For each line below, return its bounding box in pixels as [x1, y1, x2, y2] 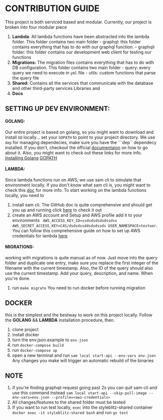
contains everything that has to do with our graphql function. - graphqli [12, 44, 155, 50]
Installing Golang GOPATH [5, 155, 57, 161]
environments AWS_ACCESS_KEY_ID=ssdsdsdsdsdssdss [12, 217, 118, 223]
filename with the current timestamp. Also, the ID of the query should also [5, 265, 153, 271]
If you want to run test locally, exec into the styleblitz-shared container [12, 404, 153, 410]
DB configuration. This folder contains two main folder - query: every [12, 64, 151, 71]
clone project [12, 327, 39, 332]
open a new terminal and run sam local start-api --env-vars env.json [12, 352, 156, 358]
